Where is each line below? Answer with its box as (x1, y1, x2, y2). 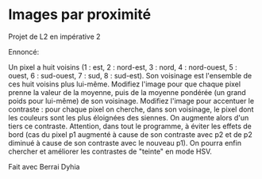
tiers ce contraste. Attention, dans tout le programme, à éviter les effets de (8, 121, 252, 131)
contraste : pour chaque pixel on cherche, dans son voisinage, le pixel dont (8, 105, 254, 114)
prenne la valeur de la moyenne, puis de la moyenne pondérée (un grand (8, 87, 246, 97)
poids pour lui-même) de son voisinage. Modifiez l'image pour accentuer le (8, 96, 255, 105)
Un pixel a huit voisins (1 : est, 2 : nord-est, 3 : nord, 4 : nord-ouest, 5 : (8, 62, 238, 72)
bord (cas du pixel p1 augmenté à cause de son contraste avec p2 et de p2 (8, 129, 252, 139)
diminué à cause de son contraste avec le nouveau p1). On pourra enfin (8, 138, 242, 147)
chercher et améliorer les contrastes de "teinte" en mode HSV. (8, 147, 213, 156)
